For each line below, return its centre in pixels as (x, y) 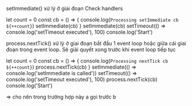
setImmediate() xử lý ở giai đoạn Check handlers (64, 8)
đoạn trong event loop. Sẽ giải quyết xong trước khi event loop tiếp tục (91, 50)
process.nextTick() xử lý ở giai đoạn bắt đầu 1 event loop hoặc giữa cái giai (96, 43)
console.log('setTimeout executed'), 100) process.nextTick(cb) (82, 79)
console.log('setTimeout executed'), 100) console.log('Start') (80, 32)
